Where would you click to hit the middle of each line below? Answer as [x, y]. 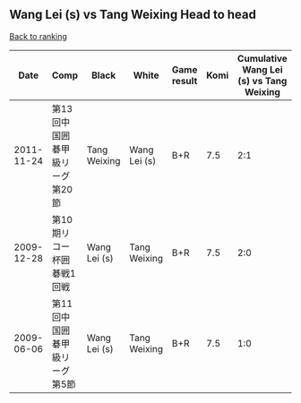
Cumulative [262, 58]
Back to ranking [38, 36]
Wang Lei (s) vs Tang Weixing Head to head [133, 15]
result [185, 81]
